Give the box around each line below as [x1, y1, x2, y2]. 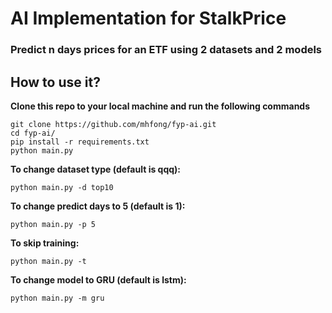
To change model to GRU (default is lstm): [10, 273, 187, 286]
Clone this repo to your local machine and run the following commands [10, 100, 311, 112]
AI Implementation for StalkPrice [10, 7, 287, 30]
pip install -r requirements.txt [10, 137, 150, 147]
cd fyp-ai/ [10, 128, 56, 138]
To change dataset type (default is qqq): [10, 163, 182, 175]
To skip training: [10, 237, 80, 249]
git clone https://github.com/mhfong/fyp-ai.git [10, 119, 217, 129]
